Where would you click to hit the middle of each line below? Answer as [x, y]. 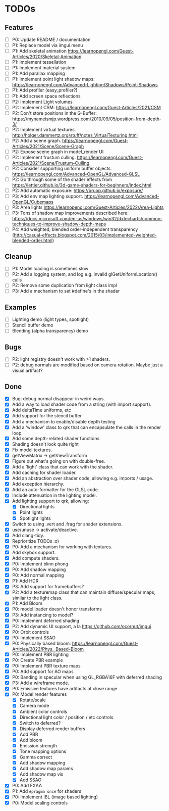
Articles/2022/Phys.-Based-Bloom [48, 649]
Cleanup [18, 256]
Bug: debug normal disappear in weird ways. [59, 399]
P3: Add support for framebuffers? [48, 587]
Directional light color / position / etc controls [66, 717]
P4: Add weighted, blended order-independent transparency [75, 229]
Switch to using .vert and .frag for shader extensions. [67, 524]
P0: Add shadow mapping [39, 569]
